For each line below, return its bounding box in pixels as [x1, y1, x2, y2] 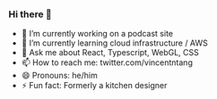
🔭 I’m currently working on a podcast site [21, 29, 174, 39]
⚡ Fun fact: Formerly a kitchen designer [21, 80, 168, 91]
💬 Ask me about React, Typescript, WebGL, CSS [21, 47, 199, 58]
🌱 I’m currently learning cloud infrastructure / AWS [21, 37, 208, 48]
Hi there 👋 [8, 8, 53, 21]
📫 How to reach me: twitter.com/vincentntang [21, 57, 194, 68]
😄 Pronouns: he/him [21, 70, 98, 81]
